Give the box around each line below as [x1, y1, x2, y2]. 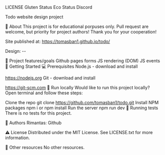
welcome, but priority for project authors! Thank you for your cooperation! [5, 29, 157, 34]
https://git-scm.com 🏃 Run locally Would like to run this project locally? [5, 85, 150, 90]
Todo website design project [5, 14, 64, 19]
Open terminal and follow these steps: [5, 90, 83, 96]
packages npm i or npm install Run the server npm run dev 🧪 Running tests [5, 105, 158, 111]
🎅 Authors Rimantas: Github [5, 120, 62, 126]
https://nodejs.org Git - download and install [5, 75, 96, 81]
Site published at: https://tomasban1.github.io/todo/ [5, 38, 110, 44]
